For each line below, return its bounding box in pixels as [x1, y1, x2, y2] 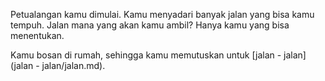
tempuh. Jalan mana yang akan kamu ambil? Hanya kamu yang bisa [10, 19, 290, 31]
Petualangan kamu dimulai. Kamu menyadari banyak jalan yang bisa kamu [10, 9, 315, 20]
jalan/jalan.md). [41, 60, 106, 71]
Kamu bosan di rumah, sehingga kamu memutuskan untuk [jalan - [10, 49, 282, 61]
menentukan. [10, 30, 65, 41]
